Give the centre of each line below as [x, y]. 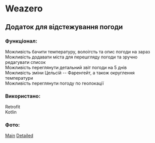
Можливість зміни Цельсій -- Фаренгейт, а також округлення [70, 73]
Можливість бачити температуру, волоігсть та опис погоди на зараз [77, 51]
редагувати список [26, 62]
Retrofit [13, 107]
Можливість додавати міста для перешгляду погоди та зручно [71, 57]
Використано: [23, 96]
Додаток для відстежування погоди [64, 27]
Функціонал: [21, 41]
